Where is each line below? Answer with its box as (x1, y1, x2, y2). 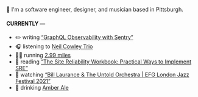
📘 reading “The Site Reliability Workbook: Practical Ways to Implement (15, 58, 192, 65)
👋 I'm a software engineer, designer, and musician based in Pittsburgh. (6, 6, 184, 13)
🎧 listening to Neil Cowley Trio (15, 43, 93, 50)
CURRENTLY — (6, 20, 46, 27)
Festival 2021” (15, 77, 51, 85)
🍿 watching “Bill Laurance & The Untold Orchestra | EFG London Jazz (15, 71, 189, 79)
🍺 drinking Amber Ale (15, 84, 69, 92)
